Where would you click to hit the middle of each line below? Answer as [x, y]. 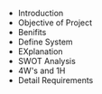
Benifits [32, 32]
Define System [46, 42]
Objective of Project [55, 23]
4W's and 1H [42, 70]
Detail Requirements [56, 80]
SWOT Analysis [47, 61]
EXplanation [40, 52]
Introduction [41, 13]
